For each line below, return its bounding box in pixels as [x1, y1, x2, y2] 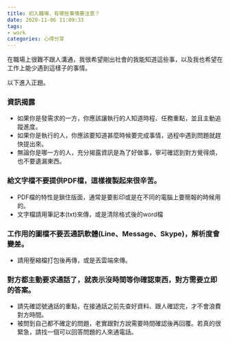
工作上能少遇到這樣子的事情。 [7, 64, 91, 72]
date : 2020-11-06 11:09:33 [7, 16, 84, 23]
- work [7, 29, 26, 36]
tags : [7, 23, 23, 30]
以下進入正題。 [7, 78, 49, 87]
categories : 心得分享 [7, 36, 65, 43]
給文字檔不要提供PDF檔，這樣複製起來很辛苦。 [7, 176, 162, 185]
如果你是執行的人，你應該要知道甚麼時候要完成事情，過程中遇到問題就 [16, 131, 216, 139]
